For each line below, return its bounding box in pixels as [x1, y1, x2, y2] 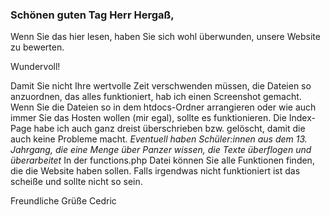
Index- [288, 112, 316, 124]
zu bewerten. [10, 41, 65, 53]
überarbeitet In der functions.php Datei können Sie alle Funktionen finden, [10, 154, 315, 167]
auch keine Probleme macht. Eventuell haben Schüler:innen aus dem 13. [10, 133, 308, 145]
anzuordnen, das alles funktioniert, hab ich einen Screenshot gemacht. [10, 91, 302, 103]
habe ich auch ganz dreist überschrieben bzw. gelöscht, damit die [33, 123, 306, 135]
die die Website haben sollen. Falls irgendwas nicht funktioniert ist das [10, 165, 301, 177]
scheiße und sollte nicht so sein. [10, 176, 143, 188]
